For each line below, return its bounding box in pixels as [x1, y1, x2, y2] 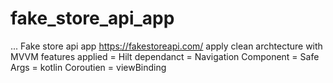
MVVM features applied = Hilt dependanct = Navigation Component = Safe [10, 50, 320, 62]
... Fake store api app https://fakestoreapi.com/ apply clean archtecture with [10, 40, 323, 52]
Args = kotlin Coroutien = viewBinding [10, 61, 167, 73]
